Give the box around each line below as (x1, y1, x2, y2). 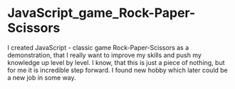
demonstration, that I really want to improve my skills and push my (7, 51, 202, 59)
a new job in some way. (7, 73, 76, 82)
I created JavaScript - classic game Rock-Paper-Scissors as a (7, 43, 189, 52)
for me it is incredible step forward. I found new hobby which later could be (7, 66, 228, 74)
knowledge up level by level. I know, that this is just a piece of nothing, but (7, 58, 226, 66)
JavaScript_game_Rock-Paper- (7, 5, 196, 21)
